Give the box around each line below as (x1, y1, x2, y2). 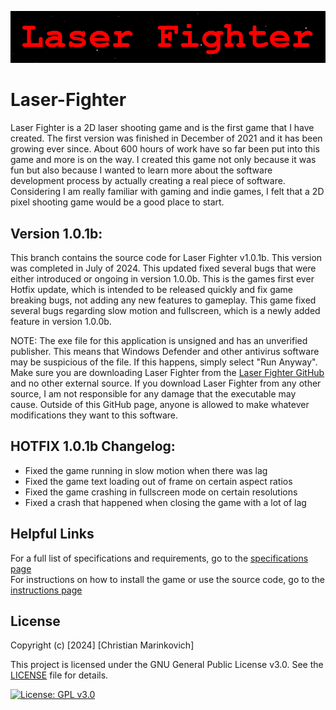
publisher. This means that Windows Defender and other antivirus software (10, 345, 320, 357)
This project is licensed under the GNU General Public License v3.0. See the (10, 659, 324, 671)
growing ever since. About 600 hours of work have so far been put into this (10, 143, 320, 155)
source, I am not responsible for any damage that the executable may (10, 387, 297, 400)
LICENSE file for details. (10, 669, 109, 681)
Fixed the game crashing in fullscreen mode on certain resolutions (24, 486, 298, 498)
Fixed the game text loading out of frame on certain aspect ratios (24, 475, 293, 487)
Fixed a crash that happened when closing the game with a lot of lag (24, 496, 307, 508)
